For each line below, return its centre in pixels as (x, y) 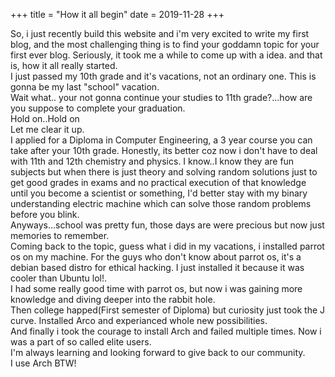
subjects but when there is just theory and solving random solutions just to (164, 172)
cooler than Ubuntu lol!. (59, 278)
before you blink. (45, 214)
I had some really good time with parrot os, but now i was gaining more (156, 288)
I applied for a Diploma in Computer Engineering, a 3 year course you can (161, 140)
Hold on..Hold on (45, 118)
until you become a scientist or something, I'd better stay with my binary (159, 193)
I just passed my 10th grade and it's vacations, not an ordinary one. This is (163, 76)
